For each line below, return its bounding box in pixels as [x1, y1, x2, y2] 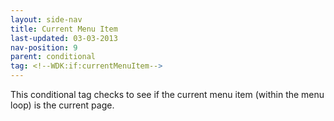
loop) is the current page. [10, 99, 115, 111]
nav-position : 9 [10, 42, 78, 53]
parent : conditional [10, 52, 97, 62]
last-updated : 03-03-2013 [10, 33, 118, 43]
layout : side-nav [10, 14, 83, 25]
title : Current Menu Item [10, 24, 118, 34]
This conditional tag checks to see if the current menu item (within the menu [10, 89, 325, 100]
